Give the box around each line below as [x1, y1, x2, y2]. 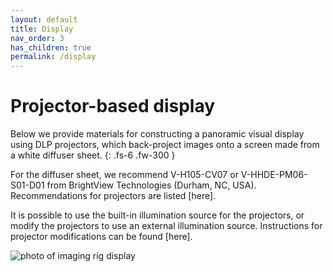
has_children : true [10, 42, 92, 53]
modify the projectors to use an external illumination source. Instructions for [10, 220, 323, 232]
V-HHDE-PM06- [240, 169, 308, 181]
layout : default [10, 14, 78, 25]
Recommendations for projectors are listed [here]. [10, 190, 217, 202]
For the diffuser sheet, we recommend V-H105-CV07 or [10, 169, 239, 181]
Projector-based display [10, 95, 216, 118]
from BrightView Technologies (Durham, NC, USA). [46, 179, 257, 191]
